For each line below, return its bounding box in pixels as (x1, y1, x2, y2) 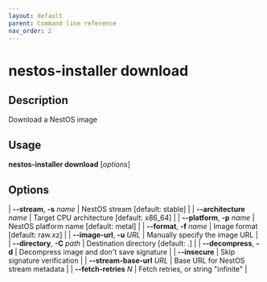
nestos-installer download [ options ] (8, 160, 130, 169)
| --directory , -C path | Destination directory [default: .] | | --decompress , (8, 238, 255, 248)
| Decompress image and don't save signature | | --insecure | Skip (14, 247, 236, 256)
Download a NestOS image (8, 114, 98, 125)
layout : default (8, 11, 63, 20)
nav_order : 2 (8, 27, 52, 35)
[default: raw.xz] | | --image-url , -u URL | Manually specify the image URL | (8, 230, 259, 239)
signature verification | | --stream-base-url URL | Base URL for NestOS (8, 255, 245, 265)
